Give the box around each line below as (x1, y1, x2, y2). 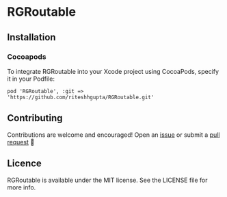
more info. (7, 183, 36, 192)
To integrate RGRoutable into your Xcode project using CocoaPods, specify (7, 67, 219, 75)
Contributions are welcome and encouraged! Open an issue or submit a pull (7, 131, 220, 139)
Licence (7, 158, 42, 170)
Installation (7, 31, 56, 43)
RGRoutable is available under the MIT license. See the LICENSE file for (7, 176, 208, 184)
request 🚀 (7, 137, 35, 146)
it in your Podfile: (7, 75, 55, 83)
